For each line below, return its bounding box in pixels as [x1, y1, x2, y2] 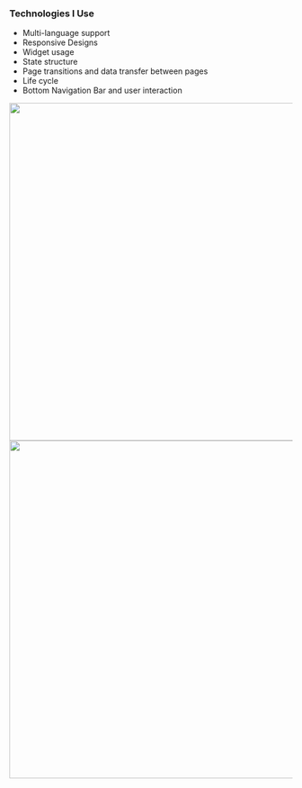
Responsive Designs [22, 37, 99, 48]
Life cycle [22, 76, 58, 86]
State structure [22, 57, 78, 68]
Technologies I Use [9, 7, 94, 20]
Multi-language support [22, 28, 111, 39]
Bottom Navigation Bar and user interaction [22, 85, 182, 96]
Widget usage [22, 47, 75, 58]
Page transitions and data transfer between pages [22, 66, 209, 77]
